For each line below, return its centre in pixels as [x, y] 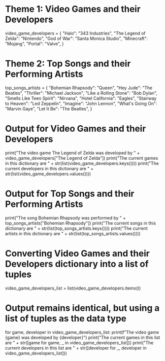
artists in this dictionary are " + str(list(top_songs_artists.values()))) [73, 233]
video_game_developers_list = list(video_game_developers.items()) [73, 288]
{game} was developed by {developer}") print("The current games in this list [82, 337]
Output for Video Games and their [76, 129]
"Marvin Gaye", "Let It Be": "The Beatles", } [49, 108]
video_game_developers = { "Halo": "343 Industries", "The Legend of [75, 33]
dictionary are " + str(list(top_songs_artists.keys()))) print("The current [76, 228]
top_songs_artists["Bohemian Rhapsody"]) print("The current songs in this [81, 223]
